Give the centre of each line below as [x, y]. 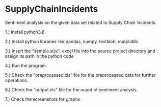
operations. [17, 80]
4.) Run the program [26, 65]
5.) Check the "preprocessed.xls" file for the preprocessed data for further [80, 75]
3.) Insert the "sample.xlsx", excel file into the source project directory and [80, 51]
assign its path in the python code [39, 56]
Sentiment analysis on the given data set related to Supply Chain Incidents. [81, 22]
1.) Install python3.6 [25, 32]
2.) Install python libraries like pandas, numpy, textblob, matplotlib [72, 41]
